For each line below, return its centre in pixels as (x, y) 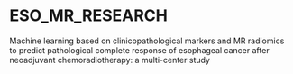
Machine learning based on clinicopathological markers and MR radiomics (147, 41)
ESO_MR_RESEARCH (89, 16)
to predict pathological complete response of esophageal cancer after (139, 50)
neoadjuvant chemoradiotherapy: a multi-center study (110, 60)
